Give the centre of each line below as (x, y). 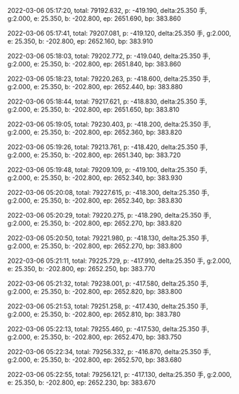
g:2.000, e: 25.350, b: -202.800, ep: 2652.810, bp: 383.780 (94, 314)
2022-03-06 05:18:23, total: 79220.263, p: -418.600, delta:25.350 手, (109, 79)
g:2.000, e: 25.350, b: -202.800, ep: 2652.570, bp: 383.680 (95, 360)
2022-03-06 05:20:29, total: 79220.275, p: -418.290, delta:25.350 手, (110, 215)
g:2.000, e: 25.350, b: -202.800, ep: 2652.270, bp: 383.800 (95, 246)
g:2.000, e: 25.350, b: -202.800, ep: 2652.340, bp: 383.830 (95, 201)
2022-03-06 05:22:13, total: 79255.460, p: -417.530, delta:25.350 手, (108, 329)
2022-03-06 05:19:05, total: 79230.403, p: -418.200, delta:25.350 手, (110, 124)
